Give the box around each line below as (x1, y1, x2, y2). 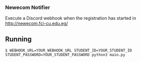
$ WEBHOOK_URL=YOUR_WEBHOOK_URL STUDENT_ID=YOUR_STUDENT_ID (5, 48, 133, 53)
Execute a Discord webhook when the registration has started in (5, 15, 137, 21)
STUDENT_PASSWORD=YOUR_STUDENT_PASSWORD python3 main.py (5, 53, 126, 58)
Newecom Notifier (5, 4, 51, 11)
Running (5, 35, 32, 43)
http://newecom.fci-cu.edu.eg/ (5, 20, 69, 26)
